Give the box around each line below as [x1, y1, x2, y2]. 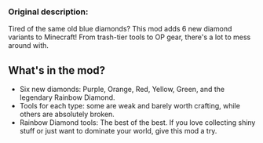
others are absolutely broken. [19, 109, 115, 119]
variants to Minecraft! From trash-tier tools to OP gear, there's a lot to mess [8, 32, 251, 42]
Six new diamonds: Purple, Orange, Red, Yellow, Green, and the [19, 85, 225, 94]
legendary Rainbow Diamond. [19, 93, 115, 102]
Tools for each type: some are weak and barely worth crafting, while [19, 101, 241, 111]
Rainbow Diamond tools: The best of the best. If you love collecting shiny [19, 118, 256, 127]
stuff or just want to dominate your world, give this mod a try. [19, 126, 217, 136]
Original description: [8, 6, 89, 17]
